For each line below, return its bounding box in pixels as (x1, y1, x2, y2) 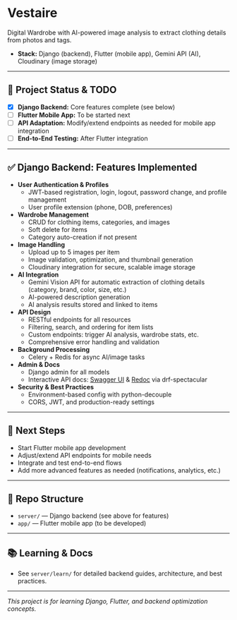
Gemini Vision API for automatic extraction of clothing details (28, 277, 205, 286)
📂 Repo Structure (7, 493, 84, 505)
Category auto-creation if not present (28, 233, 138, 241)
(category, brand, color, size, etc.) (28, 285, 127, 293)
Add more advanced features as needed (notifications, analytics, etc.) (17, 466, 221, 474)
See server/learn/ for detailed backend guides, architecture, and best (17, 569, 222, 578)
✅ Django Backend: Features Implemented (7, 162, 197, 174)
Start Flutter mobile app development (17, 443, 126, 452)
